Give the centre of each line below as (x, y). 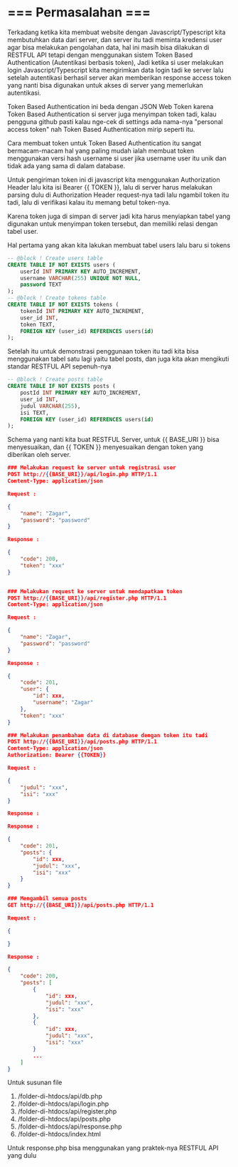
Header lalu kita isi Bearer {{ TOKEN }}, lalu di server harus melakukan (110, 187)
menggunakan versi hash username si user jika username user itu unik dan (117, 158)
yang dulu (22, 1156)
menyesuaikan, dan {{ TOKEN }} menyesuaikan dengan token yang (106, 447)
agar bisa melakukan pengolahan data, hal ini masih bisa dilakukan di (108, 47)
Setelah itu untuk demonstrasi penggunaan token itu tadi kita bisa (103, 351)
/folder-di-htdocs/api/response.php (70, 1126)
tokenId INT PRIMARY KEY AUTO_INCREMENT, (82, 311)
